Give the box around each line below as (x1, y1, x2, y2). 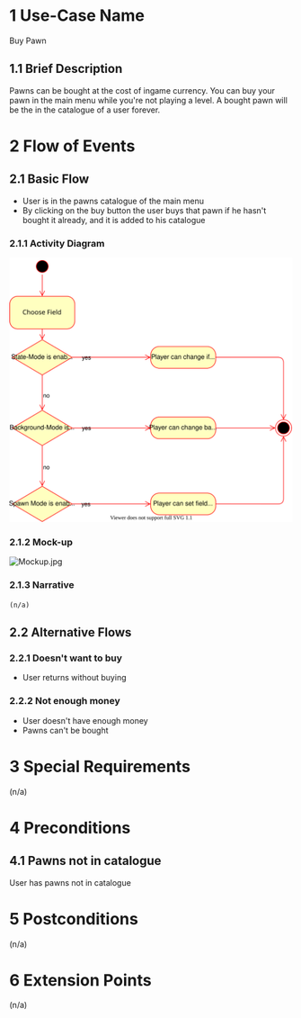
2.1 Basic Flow (9, 172, 90, 187)
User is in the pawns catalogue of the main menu (22, 195, 205, 206)
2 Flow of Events (9, 136, 136, 156)
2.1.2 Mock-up (9, 536, 74, 549)
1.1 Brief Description (9, 61, 123, 77)
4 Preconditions (9, 817, 131, 838)
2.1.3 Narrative (9, 579, 75, 591)
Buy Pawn (9, 35, 47, 46)
